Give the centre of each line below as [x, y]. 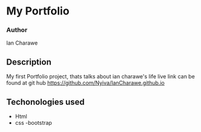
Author [17, 30]
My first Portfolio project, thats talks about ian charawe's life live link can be [100, 77]
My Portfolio [38, 11]
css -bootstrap [34, 123]
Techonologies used [45, 102]
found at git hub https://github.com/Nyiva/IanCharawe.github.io [85, 83]
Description [29, 62]
